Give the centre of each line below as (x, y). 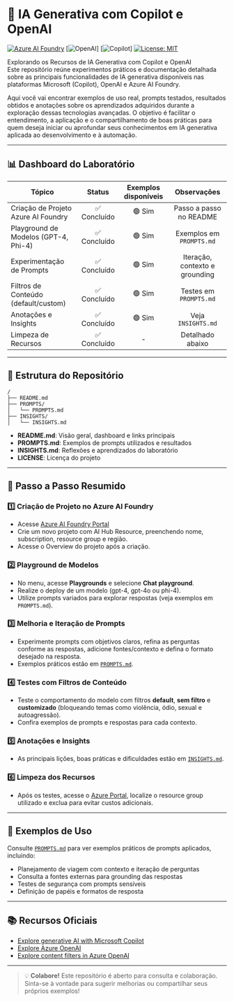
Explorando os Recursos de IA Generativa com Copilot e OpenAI (99, 61)
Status (98, 191)
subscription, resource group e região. (72, 539)
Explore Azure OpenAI (49, 948)
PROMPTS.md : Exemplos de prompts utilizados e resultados (104, 442)
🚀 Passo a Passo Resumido (67, 486)
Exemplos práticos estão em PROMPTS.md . (75, 664)
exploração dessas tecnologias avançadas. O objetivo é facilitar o (101, 112)
